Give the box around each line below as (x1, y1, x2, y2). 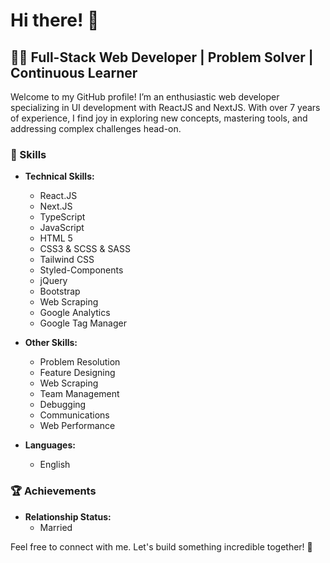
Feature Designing (39, 367, 116, 379)
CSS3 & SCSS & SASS (39, 243, 131, 255)
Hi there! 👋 (10, 9, 100, 32)
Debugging (39, 399, 87, 411)
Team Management (39, 388, 120, 400)
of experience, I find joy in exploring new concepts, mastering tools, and (10, 112, 308, 124)
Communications (39, 409, 110, 421)
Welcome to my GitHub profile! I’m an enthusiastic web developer (10, 91, 280, 103)
